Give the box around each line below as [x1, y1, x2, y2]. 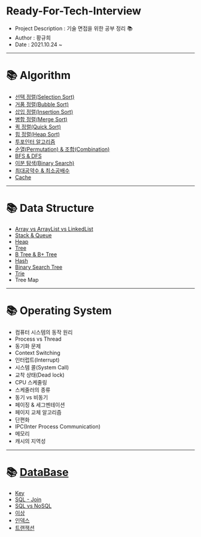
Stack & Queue [14, 232, 52, 239]
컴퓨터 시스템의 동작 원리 [14, 328, 73, 336]
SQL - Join [14, 496, 42, 503]
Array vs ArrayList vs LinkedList [14, 225, 94, 232]
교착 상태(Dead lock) [14, 371, 65, 378]
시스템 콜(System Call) [14, 363, 69, 371]
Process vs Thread [14, 335, 62, 342]
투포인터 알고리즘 [14, 138, 56, 145]
